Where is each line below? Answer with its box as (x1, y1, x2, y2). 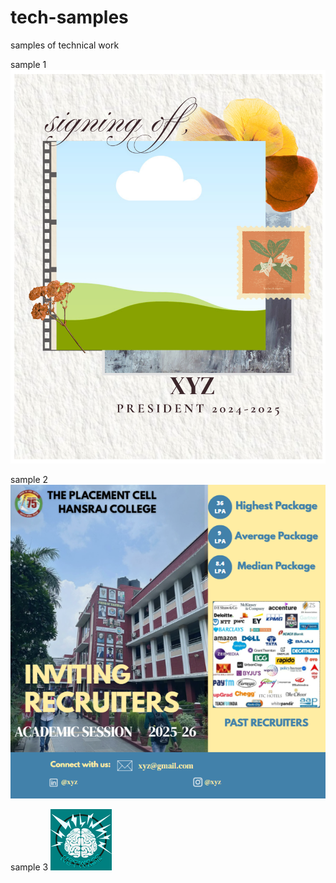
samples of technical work (10, 39, 120, 51)
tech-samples (10, 6, 129, 29)
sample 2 (10, 474, 49, 486)
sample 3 (10, 861, 49, 873)
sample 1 (10, 58, 47, 70)
